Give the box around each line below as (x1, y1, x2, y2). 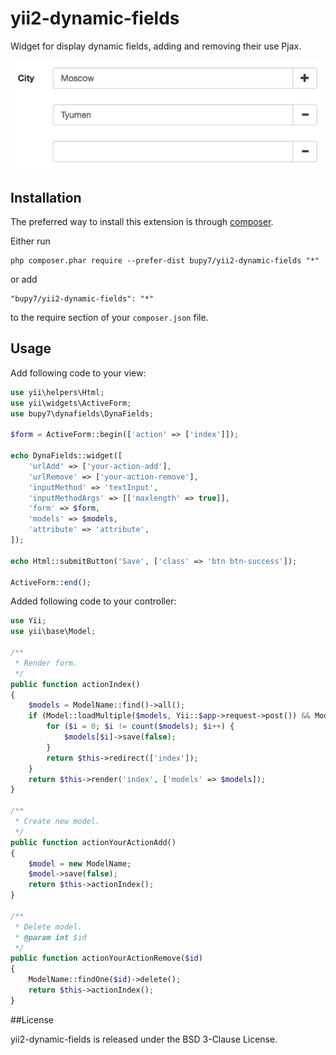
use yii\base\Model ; (10, 627, 97, 637)
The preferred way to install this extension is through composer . (10, 216, 274, 228)
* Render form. (14, 658, 78, 668)
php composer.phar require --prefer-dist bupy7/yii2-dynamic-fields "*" (10, 256, 320, 266)
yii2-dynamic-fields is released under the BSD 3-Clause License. (10, 1033, 278, 1045)
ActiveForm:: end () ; (10, 577, 92, 587)
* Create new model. (14, 817, 101, 827)
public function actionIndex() (10, 679, 141, 689)
